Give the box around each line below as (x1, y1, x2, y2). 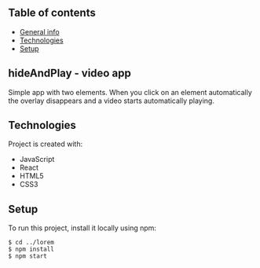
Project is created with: (8, 139, 83, 149)
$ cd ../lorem (8, 239, 55, 247)
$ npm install (8, 245, 55, 254)
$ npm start (8, 252, 47, 260)
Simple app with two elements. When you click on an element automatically (8, 87, 253, 97)
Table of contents (8, 6, 96, 20)
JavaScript (19, 155, 55, 164)
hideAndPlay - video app (8, 67, 131, 80)
